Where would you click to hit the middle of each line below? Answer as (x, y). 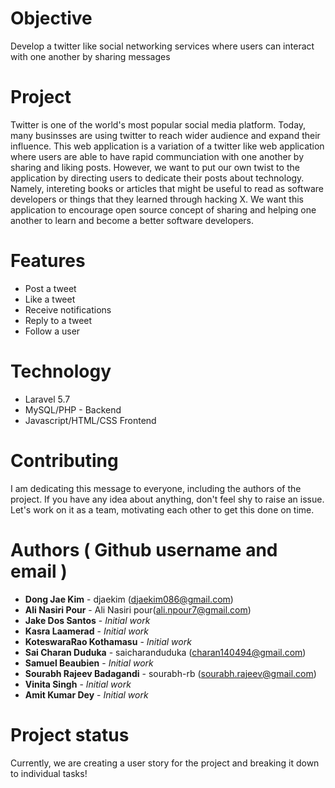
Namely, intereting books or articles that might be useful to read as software (167, 188)
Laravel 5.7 (47, 399)
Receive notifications (68, 309)
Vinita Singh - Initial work (78, 684)
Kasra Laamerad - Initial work (87, 631)
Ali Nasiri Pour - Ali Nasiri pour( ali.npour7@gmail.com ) (138, 609)
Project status (70, 734)
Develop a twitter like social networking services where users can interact (162, 46)
